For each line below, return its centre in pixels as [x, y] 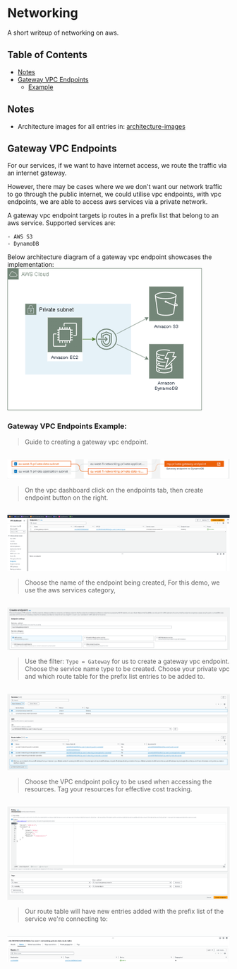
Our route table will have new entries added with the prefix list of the [124, 912]
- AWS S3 [20, 237]
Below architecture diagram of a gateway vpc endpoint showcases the [110, 257]
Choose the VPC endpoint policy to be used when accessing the [118, 781]
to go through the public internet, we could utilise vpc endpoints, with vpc [115, 194]
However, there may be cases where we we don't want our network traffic [115, 187]
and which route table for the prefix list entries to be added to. [115, 677]
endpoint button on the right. [66, 498]
